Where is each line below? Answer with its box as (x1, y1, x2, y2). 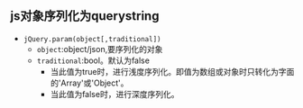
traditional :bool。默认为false (36, 55, 150, 66)
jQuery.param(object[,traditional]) (23, 34, 161, 43)
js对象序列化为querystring (10, 8, 160, 24)
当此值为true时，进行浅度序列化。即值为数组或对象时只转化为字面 (50, 66, 295, 76)
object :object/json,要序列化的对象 (36, 43, 163, 54)
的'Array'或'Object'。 (50, 77, 129, 88)
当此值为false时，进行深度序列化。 (50, 88, 179, 99)
